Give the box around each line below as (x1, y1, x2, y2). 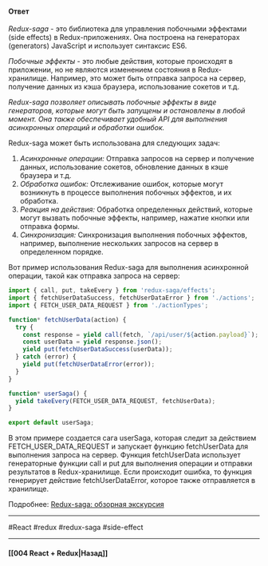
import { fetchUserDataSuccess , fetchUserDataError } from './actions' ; (8, 294, 255, 303)
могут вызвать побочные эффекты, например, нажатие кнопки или (19, 213, 250, 223)
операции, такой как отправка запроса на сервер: (8, 271, 181, 281)
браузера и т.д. (19, 171, 72, 180)
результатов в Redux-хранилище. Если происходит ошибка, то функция (8, 467, 253, 477)
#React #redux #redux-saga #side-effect (8, 523, 144, 532)
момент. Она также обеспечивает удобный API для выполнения (8, 114, 227, 124)
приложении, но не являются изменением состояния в (8, 65, 197, 75)
